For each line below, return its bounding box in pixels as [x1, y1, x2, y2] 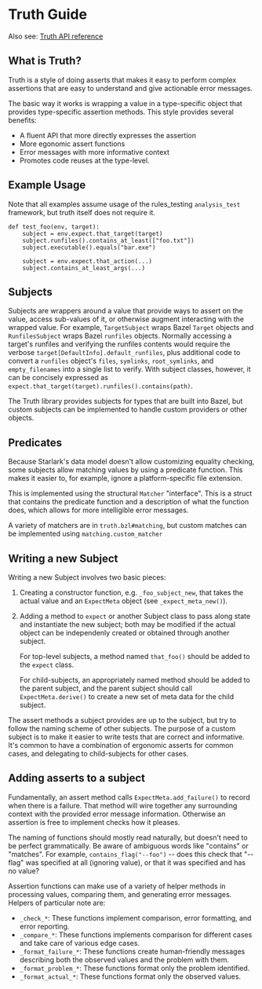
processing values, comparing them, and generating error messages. [8, 889, 232, 899]
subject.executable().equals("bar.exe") [22, 244, 156, 251]
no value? [8, 866, 40, 875]
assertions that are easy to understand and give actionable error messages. [8, 83, 253, 93]
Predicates [8, 436, 63, 449]
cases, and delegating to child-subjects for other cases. [8, 749, 189, 758]
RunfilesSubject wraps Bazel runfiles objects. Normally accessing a [8, 331, 232, 341]
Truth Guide [8, 5, 88, 24]
